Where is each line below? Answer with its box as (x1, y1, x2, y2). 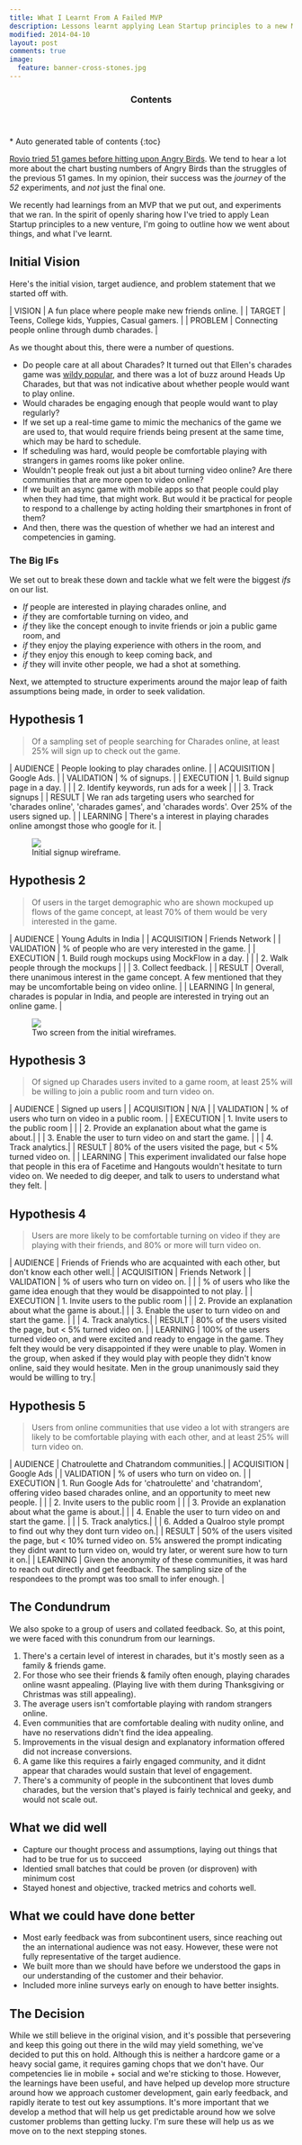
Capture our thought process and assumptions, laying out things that (22, 1843, 278, 1855)
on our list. (9, 584, 49, 594)
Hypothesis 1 (9, 712, 84, 728)
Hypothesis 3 (9, 1053, 86, 1068)
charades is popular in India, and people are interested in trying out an (9, 991, 270, 1001)
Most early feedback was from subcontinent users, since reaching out (22, 1932, 283, 1943)
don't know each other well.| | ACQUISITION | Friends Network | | (9, 1267, 252, 1278)
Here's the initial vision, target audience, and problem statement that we (9, 278, 276, 289)
